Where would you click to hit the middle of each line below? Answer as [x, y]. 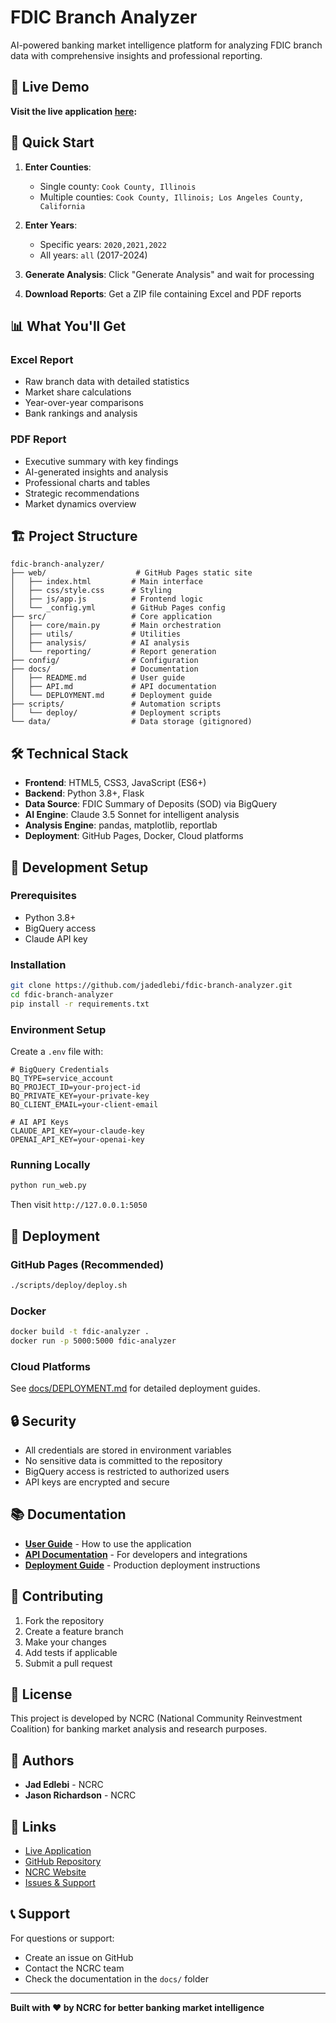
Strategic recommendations [82, 493]
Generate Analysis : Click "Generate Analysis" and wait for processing [169, 274]
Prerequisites [43, 896]
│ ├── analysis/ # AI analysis [100, 643]
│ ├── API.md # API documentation [113, 687]
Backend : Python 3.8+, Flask [84, 793]
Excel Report [42, 359]
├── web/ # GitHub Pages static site [131, 573]
